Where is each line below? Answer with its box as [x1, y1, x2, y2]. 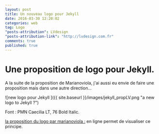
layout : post [5, 7, 32, 12]
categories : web [5, 20, 38, 26]
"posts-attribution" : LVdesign [5, 30, 68, 34]
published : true [5, 43, 38, 48]
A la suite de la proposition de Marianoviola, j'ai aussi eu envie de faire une [5, 80, 154, 86]
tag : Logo [5, 25, 25, 30]
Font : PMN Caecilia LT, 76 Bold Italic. [5, 109, 80, 115]
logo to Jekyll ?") [5, 100, 39, 105]
